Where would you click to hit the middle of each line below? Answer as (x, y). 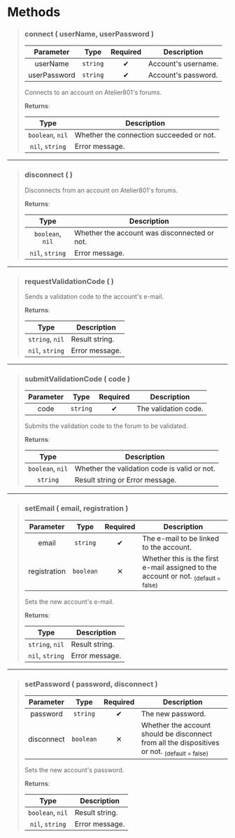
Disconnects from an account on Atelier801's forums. (101, 190)
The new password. (173, 714)
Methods (34, 12)
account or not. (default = (182, 576)
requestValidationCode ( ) (69, 281)
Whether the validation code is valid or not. (145, 469)
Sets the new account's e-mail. (69, 602)
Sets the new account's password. (74, 770)
